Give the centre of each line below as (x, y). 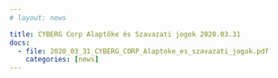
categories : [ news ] (62, 60)
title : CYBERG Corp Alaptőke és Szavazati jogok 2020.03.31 (125, 34)
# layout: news (38, 18)
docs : (19, 43)
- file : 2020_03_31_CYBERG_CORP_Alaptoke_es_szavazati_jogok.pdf (144, 51)
